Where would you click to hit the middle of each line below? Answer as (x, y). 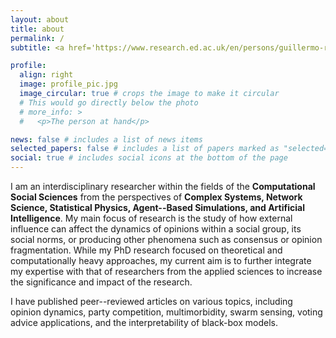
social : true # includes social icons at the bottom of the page (149, 158)
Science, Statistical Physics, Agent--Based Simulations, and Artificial (157, 207)
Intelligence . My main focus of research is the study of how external (151, 218)
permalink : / (37, 38)
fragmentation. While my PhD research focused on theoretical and (146, 250)
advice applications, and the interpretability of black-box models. (144, 322)
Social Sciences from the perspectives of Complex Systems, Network (156, 197)
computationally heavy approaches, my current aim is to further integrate (161, 260)
